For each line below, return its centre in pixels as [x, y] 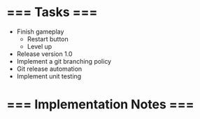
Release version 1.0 [44, 54]
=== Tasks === [52, 12]
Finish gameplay [40, 31]
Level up [40, 46]
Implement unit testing [49, 76]
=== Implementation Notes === [100, 105]
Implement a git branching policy [64, 61]
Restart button [48, 38]
